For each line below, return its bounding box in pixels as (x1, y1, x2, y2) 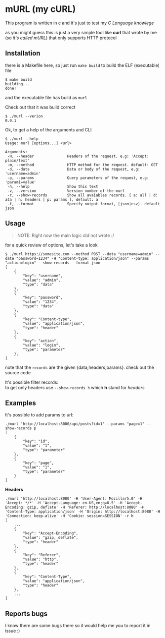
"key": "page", (23, 461, 54, 465)
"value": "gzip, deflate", (23, 535, 79, 540)
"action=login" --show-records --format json (5, 260, 100, 265)
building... (5, 81, 30, 86)
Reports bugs (5, 609, 48, 618)
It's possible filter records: (5, 379, 58, 385)
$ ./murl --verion (5, 114, 43, 118)
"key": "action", (23, 338, 58, 343)
